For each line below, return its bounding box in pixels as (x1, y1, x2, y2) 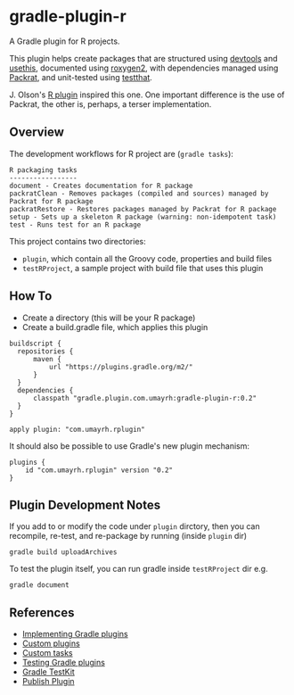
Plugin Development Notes (9, 497, 161, 512)
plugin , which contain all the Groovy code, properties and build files (21, 252, 273, 264)
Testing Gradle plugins (21, 658, 105, 668)
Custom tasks (21, 648, 73, 658)
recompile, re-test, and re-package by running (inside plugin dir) (9, 531, 248, 542)
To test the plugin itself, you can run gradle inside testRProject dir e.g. (9, 564, 269, 575)
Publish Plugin (21, 676, 75, 687)
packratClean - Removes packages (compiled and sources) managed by (9, 189, 269, 198)
